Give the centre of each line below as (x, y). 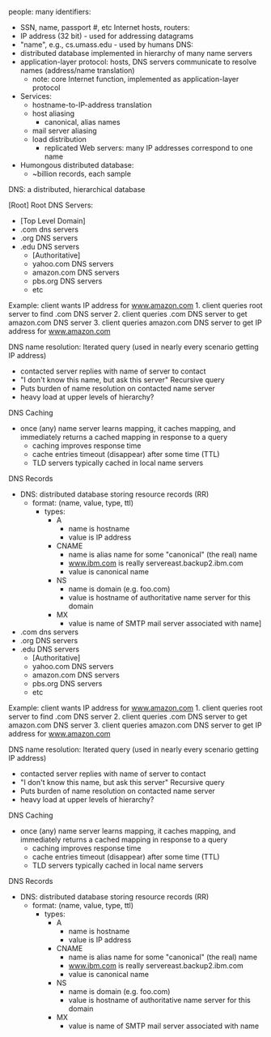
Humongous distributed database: (77, 165)
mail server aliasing (64, 130)
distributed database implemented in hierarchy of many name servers (136, 53)
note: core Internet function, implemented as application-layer (135, 79)
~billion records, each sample (82, 174)
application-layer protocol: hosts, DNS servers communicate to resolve (138, 62)
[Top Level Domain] (53, 221)
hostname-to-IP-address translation (92, 105)
